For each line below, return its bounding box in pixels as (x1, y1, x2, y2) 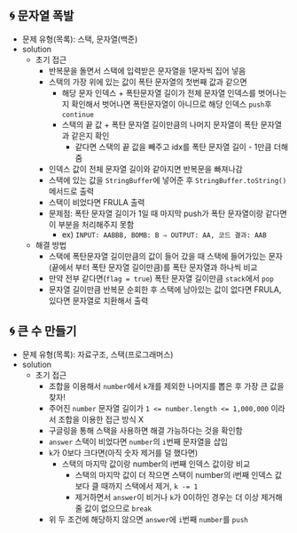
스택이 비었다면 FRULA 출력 (48, 196, 145, 207)
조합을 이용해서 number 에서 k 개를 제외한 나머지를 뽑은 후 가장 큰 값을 (48, 380, 285, 391)
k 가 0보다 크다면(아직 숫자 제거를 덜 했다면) (48, 447, 199, 457)
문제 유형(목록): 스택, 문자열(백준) (21, 34, 138, 44)
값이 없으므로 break (83, 503, 152, 513)
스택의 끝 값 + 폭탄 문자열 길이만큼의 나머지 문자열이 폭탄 (61, 119, 259, 130)
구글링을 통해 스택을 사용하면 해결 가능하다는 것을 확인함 (48, 425, 243, 435)
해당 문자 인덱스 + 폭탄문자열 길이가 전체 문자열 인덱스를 (61, 87, 257, 98)
